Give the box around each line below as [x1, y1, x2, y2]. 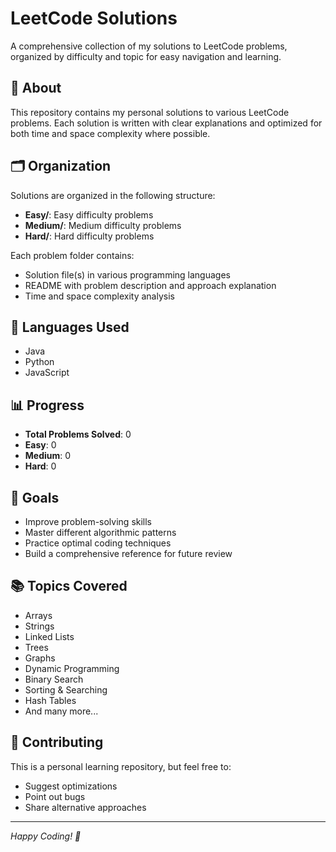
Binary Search [24, 673, 84, 685]
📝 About [10, 80, 62, 97]
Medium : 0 [24, 450, 72, 462]
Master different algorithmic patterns [24, 527, 177, 538]
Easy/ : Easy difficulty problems [24, 208, 154, 221]
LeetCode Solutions [10, 7, 178, 30]
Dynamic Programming [24, 662, 120, 674]
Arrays [24, 609, 53, 621]
